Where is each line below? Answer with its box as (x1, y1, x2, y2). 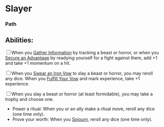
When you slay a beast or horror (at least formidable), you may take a (11, 91, 153, 97)
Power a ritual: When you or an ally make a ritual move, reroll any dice (12, 106, 155, 112)
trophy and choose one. (5, 96, 54, 102)
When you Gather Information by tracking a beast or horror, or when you (11, 49, 160, 55)
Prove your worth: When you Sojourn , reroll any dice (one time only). (12, 116, 153, 122)
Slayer (5, 3, 32, 14)
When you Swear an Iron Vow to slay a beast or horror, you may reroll (11, 70, 153, 76)
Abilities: (5, 36, 34, 44)
